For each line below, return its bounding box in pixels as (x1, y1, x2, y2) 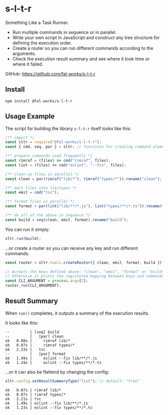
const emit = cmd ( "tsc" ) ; (5, 190, 59, 195)
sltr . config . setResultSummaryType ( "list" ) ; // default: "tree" (5, 378, 140, 383)
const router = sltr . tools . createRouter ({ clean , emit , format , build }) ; (5, 260, 164, 265)
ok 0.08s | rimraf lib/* (5, 338, 70, 343)
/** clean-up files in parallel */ (5, 171, 79, 176)
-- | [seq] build (5, 329, 59, 334)
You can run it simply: (5, 226, 50, 232)
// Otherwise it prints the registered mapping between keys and (5, 273, 144, 279)
